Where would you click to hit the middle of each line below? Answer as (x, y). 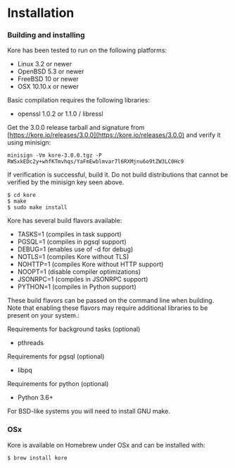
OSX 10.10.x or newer (48, 87)
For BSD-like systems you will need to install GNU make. (89, 412)
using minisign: (29, 143)
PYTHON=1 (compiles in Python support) (77, 287)
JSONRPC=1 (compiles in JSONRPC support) (83, 280)
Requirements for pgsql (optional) (56, 356)
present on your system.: (43, 316)
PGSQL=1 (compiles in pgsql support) (72, 242)
